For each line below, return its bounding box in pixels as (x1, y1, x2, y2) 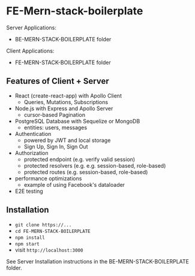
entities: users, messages (23, 124, 88, 131)
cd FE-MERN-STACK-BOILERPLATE (14, 228, 91, 234)
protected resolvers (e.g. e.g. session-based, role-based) (23, 162, 166, 169)
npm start (14, 241, 40, 247)
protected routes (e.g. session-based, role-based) (23, 168, 148, 175)
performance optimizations (14, 175, 82, 182)
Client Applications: (6, 47, 55, 54)
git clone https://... (14, 222, 72, 228)
